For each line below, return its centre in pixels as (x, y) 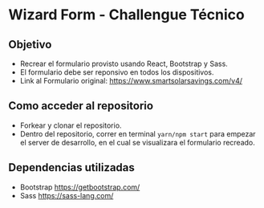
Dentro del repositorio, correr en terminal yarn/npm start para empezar (138, 133)
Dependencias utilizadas (71, 167)
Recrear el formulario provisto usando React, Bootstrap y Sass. (124, 63)
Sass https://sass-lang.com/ (67, 195)
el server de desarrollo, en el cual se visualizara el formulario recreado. (137, 142)
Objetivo (30, 45)
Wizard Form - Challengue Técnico (126, 15)
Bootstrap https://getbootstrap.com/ (80, 187)
